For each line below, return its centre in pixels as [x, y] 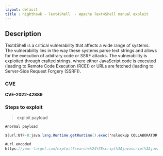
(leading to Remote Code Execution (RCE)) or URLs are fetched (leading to [79, 66]
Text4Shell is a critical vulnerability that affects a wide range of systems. [77, 45]
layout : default [21, 9]
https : [12, 149]
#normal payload [21, 126]
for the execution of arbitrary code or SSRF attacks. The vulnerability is [76, 56]
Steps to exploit [24, 107]
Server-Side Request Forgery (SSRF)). [43, 71]
